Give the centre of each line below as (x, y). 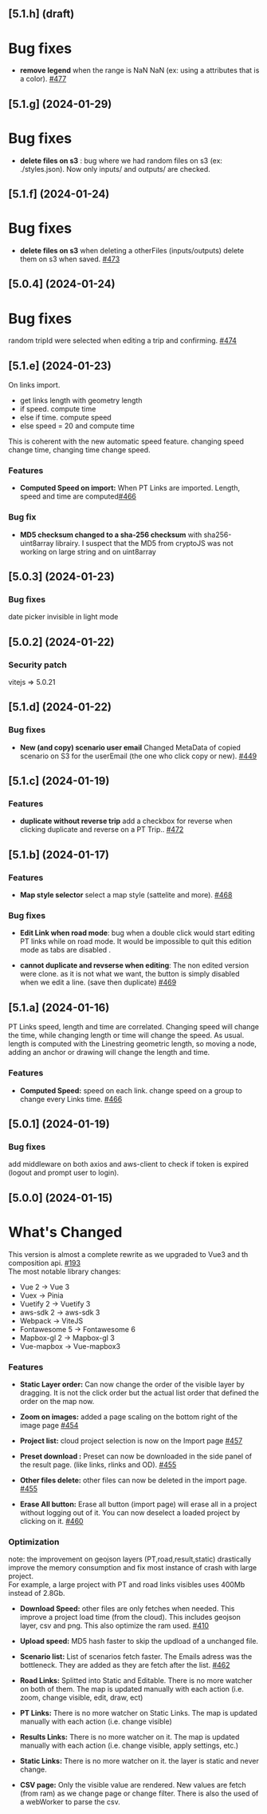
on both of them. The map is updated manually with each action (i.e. (132, 1689)
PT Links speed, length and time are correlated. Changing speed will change (133, 1027)
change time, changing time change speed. (79, 450)
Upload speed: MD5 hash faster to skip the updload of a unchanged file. (139, 1641)
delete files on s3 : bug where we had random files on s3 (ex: (121, 161)
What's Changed (65, 1232)
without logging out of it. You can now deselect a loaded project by (130, 1512)
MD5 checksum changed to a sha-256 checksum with (111, 535)
